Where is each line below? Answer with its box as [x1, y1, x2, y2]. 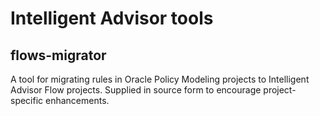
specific [10, 95, 44, 106]
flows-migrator [10, 47, 107, 64]
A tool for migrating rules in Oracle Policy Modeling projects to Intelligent [10, 73, 310, 85]
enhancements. [45, 95, 110, 106]
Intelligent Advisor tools [10, 7, 214, 30]
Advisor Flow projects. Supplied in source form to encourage [10, 84, 262, 96]
